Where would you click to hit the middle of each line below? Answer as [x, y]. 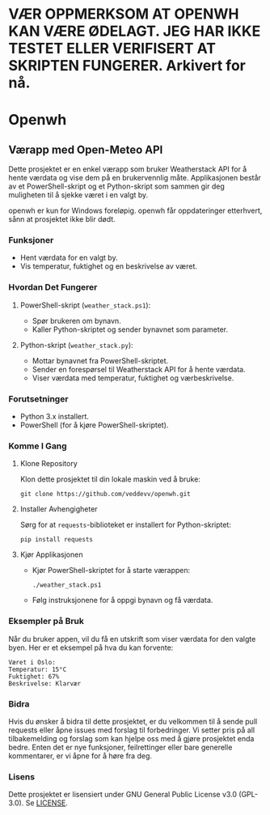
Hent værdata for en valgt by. [69, 258]
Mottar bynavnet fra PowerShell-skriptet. [100, 360]
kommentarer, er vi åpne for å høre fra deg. [80, 756]
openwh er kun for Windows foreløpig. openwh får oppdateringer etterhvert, [135, 210]
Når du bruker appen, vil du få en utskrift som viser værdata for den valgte [132, 639]
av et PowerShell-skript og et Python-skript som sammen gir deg [116, 186]
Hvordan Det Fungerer [53, 287]
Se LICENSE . [47, 803]
